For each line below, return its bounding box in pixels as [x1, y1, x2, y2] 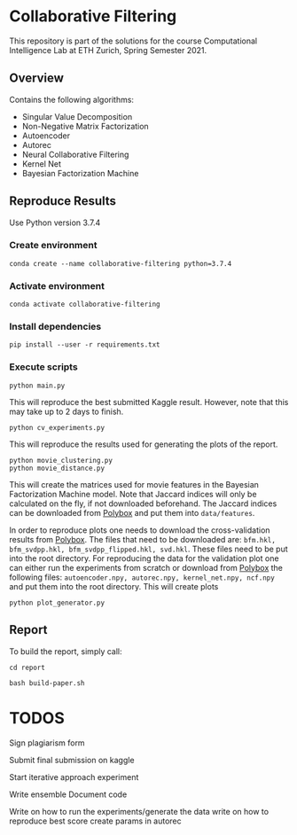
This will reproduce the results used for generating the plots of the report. [9, 439, 278, 449]
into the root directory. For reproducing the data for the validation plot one [9, 552, 279, 564]
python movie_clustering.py [9, 456, 113, 464]
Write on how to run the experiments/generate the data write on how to [9, 806, 269, 816]
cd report [9, 663, 46, 672]
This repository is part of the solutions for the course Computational [9, 35, 258, 46]
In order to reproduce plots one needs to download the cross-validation [9, 525, 270, 535]
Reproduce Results [9, 193, 117, 209]
